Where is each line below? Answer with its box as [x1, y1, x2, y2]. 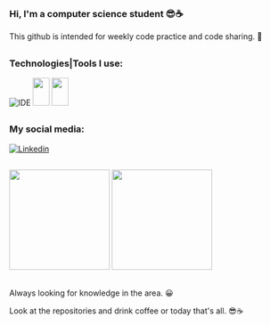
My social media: [9, 123, 85, 135]
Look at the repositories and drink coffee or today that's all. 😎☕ [9, 305, 244, 316]
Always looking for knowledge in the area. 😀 [9, 288, 174, 298]
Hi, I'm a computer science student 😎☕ [9, 7, 184, 20]
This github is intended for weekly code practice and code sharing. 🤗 [9, 31, 263, 42]
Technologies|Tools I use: [9, 57, 123, 69]
